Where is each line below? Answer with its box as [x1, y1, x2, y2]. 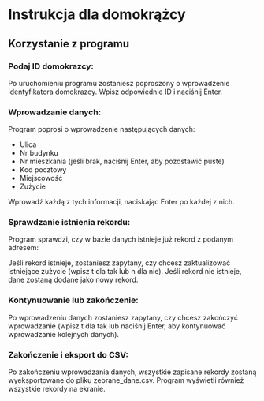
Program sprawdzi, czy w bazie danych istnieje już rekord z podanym [8, 234, 234, 244]
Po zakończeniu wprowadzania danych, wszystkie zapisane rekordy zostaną [8, 367, 257, 377]
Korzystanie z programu [8, 37, 130, 51]
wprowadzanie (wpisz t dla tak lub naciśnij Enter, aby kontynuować [8, 321, 226, 331]
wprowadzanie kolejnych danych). [8, 329, 120, 339]
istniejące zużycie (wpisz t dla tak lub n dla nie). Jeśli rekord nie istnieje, [8, 267, 242, 276]
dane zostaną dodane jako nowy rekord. [8, 275, 139, 285]
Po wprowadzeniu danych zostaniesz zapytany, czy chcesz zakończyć [8, 313, 239, 322]
